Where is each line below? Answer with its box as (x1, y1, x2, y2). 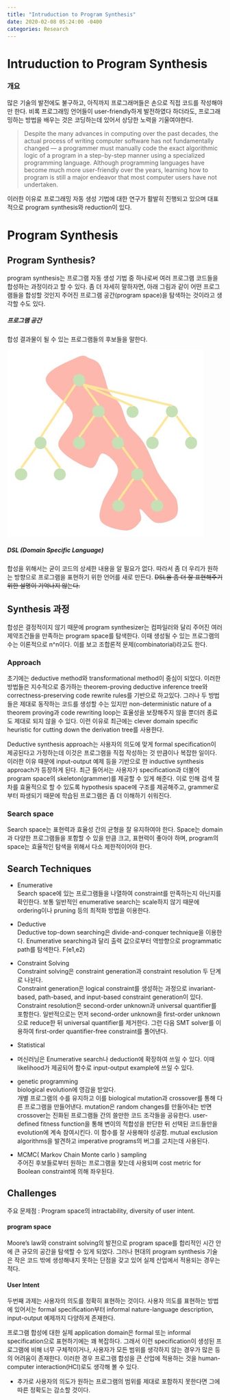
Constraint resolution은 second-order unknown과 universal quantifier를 (16, 1002, 217, 1010)
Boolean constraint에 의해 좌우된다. (16, 1168, 114, 1176)
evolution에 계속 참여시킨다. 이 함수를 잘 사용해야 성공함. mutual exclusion (16, 1129, 218, 1137)
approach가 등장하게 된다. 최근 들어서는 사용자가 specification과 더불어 (7, 765, 200, 774)
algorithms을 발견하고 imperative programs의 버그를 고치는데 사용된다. (16, 1137, 210, 1145)
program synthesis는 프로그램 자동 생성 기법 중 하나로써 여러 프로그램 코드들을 (7, 274, 218, 282)
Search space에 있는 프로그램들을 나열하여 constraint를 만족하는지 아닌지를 (16, 889, 222, 897)
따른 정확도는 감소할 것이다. (16, 1386, 91, 1395)
